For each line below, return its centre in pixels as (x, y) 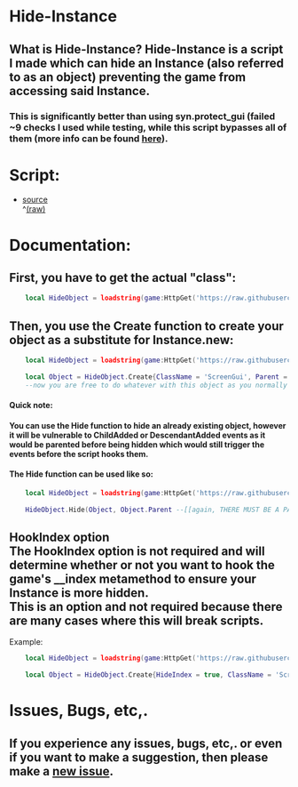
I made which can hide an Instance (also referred (146, 63)
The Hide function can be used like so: (81, 474)
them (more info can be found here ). (89, 138)
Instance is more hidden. (79, 593)
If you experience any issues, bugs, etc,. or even (146, 743)
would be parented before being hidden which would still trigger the (137, 444)
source (35, 200)
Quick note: (31, 406)
